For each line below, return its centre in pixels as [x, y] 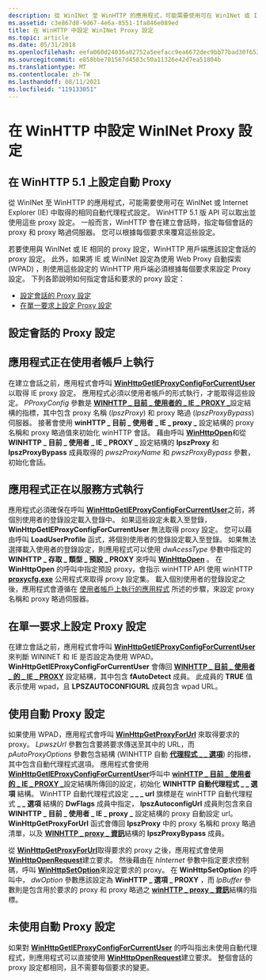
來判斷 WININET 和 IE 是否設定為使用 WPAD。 [83, 657]
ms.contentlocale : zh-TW [49, 74]
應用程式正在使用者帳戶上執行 [81, 362]
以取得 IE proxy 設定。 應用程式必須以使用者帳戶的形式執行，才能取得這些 [129, 393]
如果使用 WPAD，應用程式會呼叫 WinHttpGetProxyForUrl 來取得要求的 [124, 735]
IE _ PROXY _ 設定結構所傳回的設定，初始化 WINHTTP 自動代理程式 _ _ [135, 784]
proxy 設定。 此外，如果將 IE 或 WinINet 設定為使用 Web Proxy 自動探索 [125, 259]
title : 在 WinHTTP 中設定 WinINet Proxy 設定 [81, 30]
